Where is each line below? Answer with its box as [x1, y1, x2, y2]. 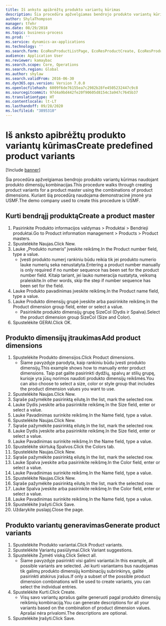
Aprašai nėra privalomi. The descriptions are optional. [20, 610, 128, 616]
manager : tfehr [5, 21, 37, 26]
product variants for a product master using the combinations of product [5, 187, 153, 193]
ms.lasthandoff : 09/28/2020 [5, 104, 64, 109]
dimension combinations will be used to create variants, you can [20, 579, 151, 584]
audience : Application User [5, 53, 64, 58]
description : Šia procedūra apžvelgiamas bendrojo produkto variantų [5, 12, 152, 17]
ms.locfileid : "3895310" [5, 108, 57, 114]
